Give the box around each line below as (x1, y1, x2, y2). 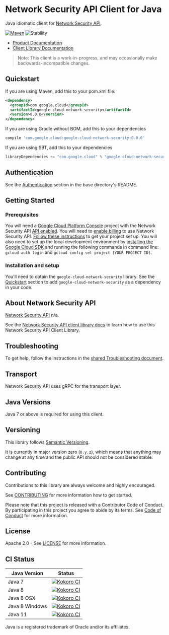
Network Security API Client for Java (5, 4, 162, 15)
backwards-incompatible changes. (17, 60, 90, 66)
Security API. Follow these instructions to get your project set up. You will (5, 233, 157, 240)
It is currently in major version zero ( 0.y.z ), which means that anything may (5, 449, 161, 455)
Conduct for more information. (5, 512, 68, 518)
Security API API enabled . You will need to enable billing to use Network (5, 228, 154, 234)
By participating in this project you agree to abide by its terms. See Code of (5, 507, 161, 513)
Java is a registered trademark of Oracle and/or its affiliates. (5, 624, 130, 630)
